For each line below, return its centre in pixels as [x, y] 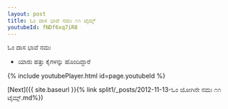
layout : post [27, 14]
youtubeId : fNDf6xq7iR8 [43, 27]
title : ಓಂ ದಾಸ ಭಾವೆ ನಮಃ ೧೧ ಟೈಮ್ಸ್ [52, 21]
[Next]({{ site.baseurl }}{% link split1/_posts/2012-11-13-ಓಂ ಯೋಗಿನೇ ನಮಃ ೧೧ [114, 90]
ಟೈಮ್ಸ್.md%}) [26, 98]
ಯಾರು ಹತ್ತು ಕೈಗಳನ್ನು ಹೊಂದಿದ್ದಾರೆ [54, 62]
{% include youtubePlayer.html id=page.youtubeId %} [87, 76]
